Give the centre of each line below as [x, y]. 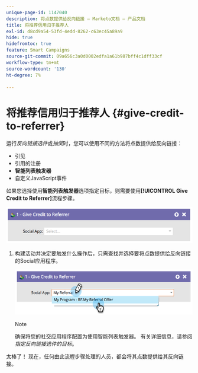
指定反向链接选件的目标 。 [46, 343]
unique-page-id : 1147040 [37, 12]
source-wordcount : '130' [37, 69]
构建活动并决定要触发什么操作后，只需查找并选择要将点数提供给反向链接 [103, 253]
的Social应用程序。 [38, 260]
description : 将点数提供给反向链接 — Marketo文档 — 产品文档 [76, 19]
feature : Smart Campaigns [38, 50]
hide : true [20, 38]
